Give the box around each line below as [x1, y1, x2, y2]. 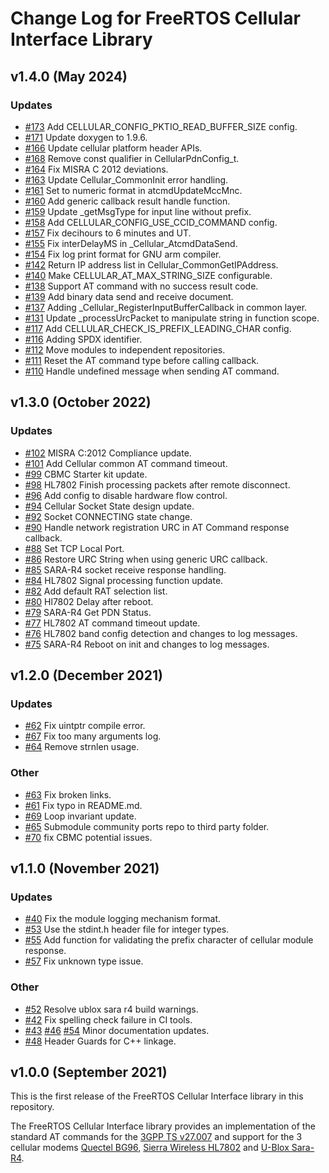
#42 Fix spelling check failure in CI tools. [24, 1013, 193, 1026]
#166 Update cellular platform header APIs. [24, 142, 203, 154]
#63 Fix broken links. [24, 788, 112, 801]
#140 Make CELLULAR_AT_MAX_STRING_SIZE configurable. [24, 269, 273, 281]
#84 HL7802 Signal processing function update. [24, 574, 224, 586]
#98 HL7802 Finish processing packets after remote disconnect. [24, 478, 291, 491]
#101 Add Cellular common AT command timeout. [24, 457, 228, 469]
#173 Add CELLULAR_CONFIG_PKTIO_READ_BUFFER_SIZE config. [24, 120, 298, 132]
